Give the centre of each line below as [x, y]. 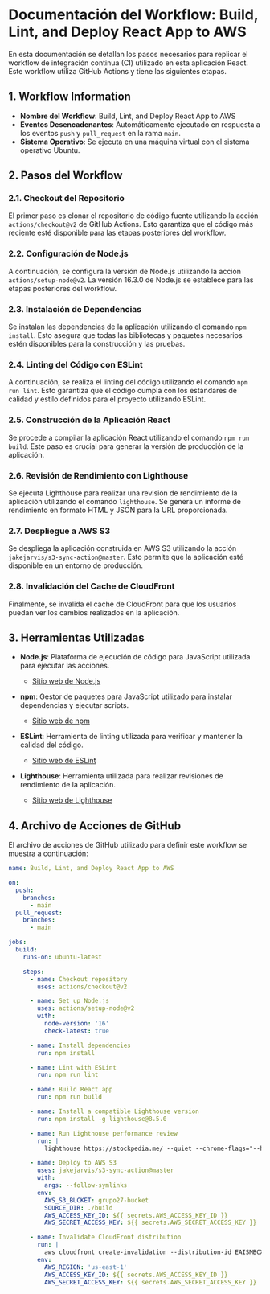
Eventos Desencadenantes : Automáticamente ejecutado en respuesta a [140, 124]
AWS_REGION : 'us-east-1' [86, 1267]
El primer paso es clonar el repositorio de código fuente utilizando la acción [133, 216]
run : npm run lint [68, 1075]
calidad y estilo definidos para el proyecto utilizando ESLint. [107, 399]
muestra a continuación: [48, 853]
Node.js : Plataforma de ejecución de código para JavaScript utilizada [135, 657]
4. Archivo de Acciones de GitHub [95, 826]
